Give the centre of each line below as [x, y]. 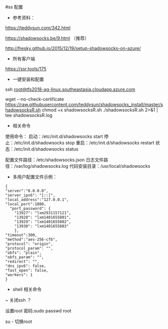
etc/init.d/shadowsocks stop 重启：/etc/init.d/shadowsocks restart [85, 143]
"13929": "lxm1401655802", [43, 222]
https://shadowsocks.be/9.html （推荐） [47, 38]
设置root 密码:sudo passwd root [38, 311]
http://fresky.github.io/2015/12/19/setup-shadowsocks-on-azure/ [73, 48]
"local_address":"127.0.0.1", [37, 200]
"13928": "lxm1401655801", [43, 217]
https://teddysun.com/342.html [38, 28]
